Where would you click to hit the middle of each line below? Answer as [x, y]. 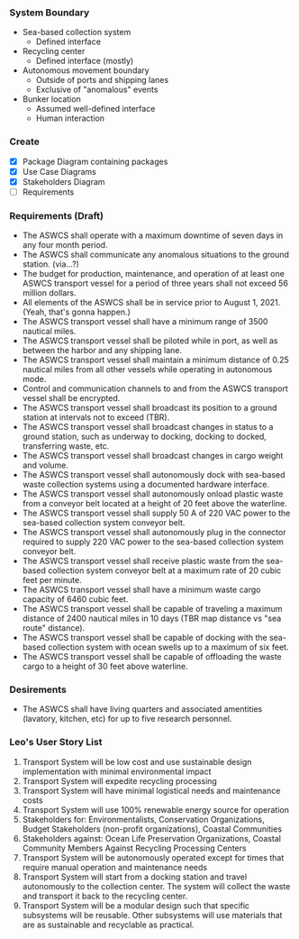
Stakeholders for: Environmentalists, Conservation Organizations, [143, 819]
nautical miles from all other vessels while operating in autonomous [147, 369]
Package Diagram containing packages [95, 161]
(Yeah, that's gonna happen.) [76, 312]
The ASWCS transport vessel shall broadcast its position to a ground [149, 408]
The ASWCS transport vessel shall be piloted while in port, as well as [150, 341]
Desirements [38, 689]
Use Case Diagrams [59, 171]
